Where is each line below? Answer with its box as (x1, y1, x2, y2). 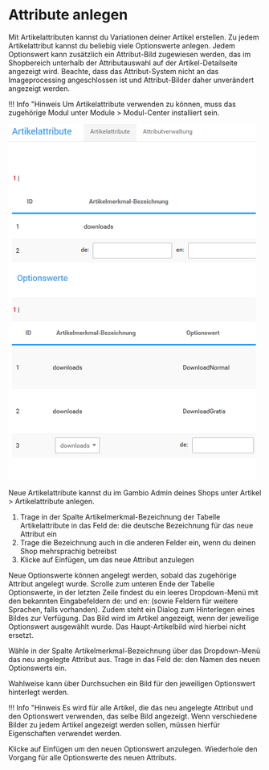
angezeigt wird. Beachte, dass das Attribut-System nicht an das (8, 66, 219, 76)
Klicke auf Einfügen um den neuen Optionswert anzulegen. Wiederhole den (8, 743, 259, 754)
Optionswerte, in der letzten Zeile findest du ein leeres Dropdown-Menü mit (8, 587, 259, 597)
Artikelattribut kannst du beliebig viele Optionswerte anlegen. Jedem (8, 40, 235, 50)
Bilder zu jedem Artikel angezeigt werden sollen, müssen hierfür (8, 719, 221, 730)
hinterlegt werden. (8, 687, 70, 697)
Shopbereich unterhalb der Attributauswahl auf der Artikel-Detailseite (8, 58, 238, 68)
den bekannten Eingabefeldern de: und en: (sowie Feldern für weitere (8, 596, 238, 606)
